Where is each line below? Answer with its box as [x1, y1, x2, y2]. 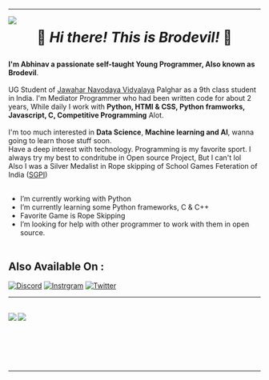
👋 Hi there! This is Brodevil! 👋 [36, 29, 233, 46]
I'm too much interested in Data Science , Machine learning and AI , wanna [8, 127, 255, 137]
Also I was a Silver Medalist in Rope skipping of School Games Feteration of [8, 162, 258, 171]
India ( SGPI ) [8, 170, 48, 180]
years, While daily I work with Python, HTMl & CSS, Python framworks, [8, 102, 246, 112]
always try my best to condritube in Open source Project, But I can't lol [8, 153, 242, 162]
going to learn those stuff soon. [8, 136, 112, 146]
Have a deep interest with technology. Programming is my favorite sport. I [8, 145, 251, 154]
